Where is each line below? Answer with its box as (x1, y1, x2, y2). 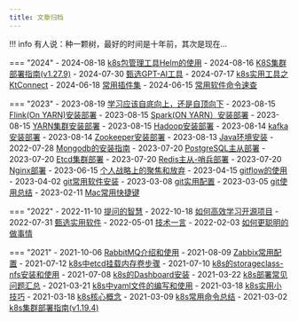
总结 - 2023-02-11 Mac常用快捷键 (16, 187, 140, 198)
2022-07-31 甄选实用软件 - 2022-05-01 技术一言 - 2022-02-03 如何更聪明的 (9, 216, 289, 227)
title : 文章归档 (9, 12, 64, 22)
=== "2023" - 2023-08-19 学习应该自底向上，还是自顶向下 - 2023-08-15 (9, 98, 277, 109)
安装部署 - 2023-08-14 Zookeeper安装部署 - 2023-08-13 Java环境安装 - (9, 131, 274, 142)
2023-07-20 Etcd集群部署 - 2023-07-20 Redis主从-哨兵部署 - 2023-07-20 (9, 153, 282, 164)
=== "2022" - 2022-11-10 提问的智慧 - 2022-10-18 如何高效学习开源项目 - (9, 206, 279, 216)
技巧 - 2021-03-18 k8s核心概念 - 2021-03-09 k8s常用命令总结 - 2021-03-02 (9, 291, 288, 301)
